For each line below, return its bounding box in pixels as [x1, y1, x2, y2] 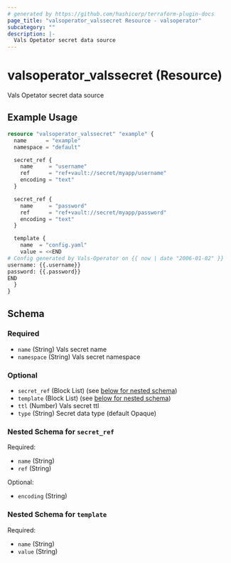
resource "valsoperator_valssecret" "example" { [7, 130, 154, 137]
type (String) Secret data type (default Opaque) [17, 409, 157, 418]
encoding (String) [17, 492, 68, 500]
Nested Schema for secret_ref [7, 427, 115, 437]
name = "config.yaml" [20, 242, 87, 249]
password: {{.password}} [7, 268, 81, 275]
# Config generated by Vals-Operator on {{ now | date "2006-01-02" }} [7, 254, 224, 262]
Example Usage [7, 112, 78, 124]
